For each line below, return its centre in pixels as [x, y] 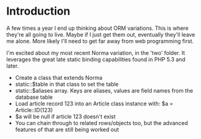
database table [34, 97]
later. [13, 66]
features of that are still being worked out [67, 129]
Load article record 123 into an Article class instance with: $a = [94, 103]
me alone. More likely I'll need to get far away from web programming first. [100, 41]
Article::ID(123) [34, 110]
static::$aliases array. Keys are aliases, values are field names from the [104, 90]
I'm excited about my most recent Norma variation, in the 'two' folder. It [96, 52]
